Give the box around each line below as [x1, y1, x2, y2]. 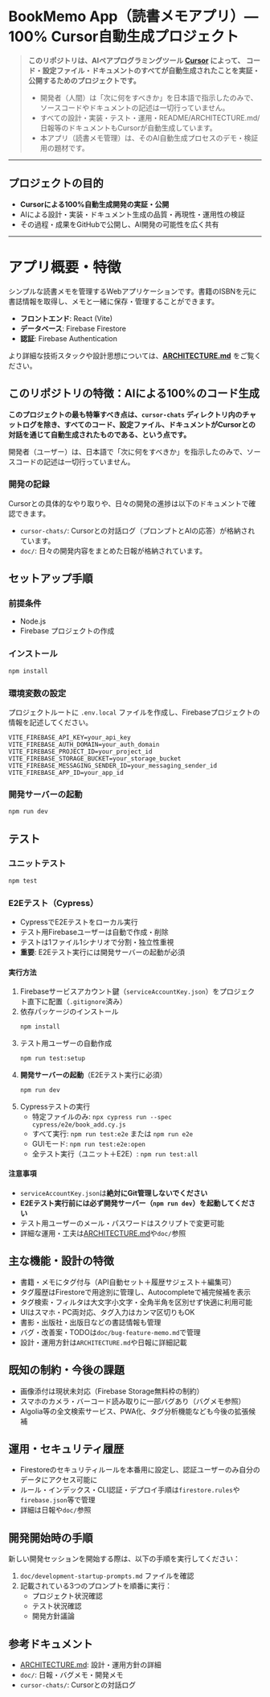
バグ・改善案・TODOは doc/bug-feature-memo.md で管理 [19, 1327, 201, 1337]
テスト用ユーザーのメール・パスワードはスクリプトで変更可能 [19, 1218, 225, 1228]
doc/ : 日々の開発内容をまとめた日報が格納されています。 [19, 546, 207, 555]
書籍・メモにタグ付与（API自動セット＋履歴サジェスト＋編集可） [19, 1277, 236, 1287]
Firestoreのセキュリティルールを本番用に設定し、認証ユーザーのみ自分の [19, 1465, 260, 1475]
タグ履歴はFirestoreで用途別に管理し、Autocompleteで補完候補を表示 [19, 1287, 252, 1296]
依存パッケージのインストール [19, 1007, 119, 1016]
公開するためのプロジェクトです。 [27, 76, 141, 85]
